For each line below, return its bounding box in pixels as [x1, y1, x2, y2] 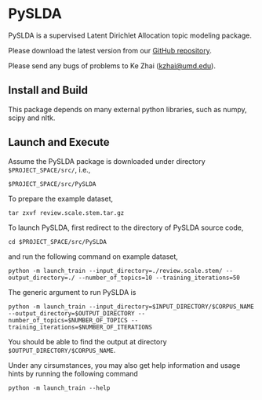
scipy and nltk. [8, 113, 56, 122]
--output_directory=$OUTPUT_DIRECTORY [8, 309, 135, 318]
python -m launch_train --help [8, 384, 111, 392]
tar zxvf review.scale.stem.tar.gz [8, 209, 125, 216]
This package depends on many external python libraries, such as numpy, [8, 104, 247, 114]
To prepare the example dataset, [8, 194, 114, 203]
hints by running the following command [8, 369, 139, 378]
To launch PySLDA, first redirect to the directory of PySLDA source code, [8, 223, 244, 232]
